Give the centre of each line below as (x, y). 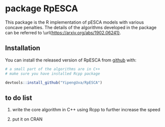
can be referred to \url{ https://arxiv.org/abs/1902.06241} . (63, 32)
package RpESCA (42, 9)
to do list (19, 98)
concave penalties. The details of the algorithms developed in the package (81, 27)
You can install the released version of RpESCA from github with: (71, 60)
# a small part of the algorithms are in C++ (52, 69)
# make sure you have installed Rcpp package (52, 74)
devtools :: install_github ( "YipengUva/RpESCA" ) (54, 82)
